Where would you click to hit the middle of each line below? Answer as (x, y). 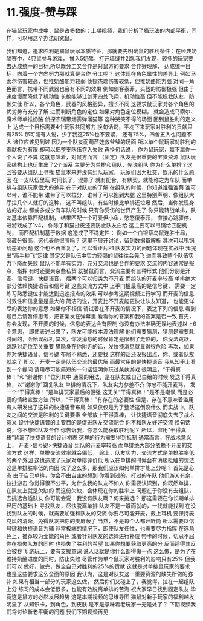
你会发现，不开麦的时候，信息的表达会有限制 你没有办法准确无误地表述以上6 (101, 324)
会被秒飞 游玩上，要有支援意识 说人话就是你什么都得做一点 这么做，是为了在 (101, 551)
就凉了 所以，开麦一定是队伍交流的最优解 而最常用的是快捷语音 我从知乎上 (98, 361)
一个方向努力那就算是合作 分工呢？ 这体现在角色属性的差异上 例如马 (111, 73)
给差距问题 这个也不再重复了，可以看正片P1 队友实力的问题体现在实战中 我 (99, 248)
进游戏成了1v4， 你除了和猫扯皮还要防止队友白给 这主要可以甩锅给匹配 (94, 225)
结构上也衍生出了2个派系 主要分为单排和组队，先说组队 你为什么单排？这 (102, 164)
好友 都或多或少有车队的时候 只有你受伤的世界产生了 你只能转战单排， (104, 210)
